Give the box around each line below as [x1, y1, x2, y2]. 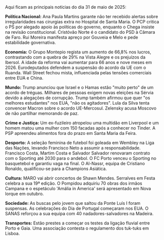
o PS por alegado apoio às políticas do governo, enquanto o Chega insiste [5, 24, 155, 30]
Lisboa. [5, 231, 20, 236]
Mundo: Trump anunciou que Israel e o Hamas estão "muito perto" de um [5, 85, 154, 90]
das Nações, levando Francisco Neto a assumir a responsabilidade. [5, 145, 141, 151]
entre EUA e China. [5, 75, 44, 81]
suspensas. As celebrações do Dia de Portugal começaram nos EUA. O [5, 205, 149, 211]
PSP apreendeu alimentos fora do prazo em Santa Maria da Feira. [5, 131, 137, 136]
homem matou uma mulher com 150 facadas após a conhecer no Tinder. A [5, 125, 156, 131]
